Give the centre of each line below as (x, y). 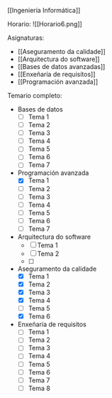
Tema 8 (39, 388)
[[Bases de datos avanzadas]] (61, 66)
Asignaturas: (26, 38)
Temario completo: (35, 96)
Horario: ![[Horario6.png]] (45, 24)
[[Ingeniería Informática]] (44, 10)
